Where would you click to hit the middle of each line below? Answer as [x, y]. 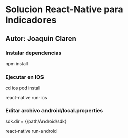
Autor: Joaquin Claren [41, 39]
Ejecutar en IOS [25, 77]
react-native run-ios [26, 98]
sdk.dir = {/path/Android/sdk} [36, 121]
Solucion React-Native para [64, 9]
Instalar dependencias [33, 53]
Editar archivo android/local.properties [54, 111]
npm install [17, 63]
